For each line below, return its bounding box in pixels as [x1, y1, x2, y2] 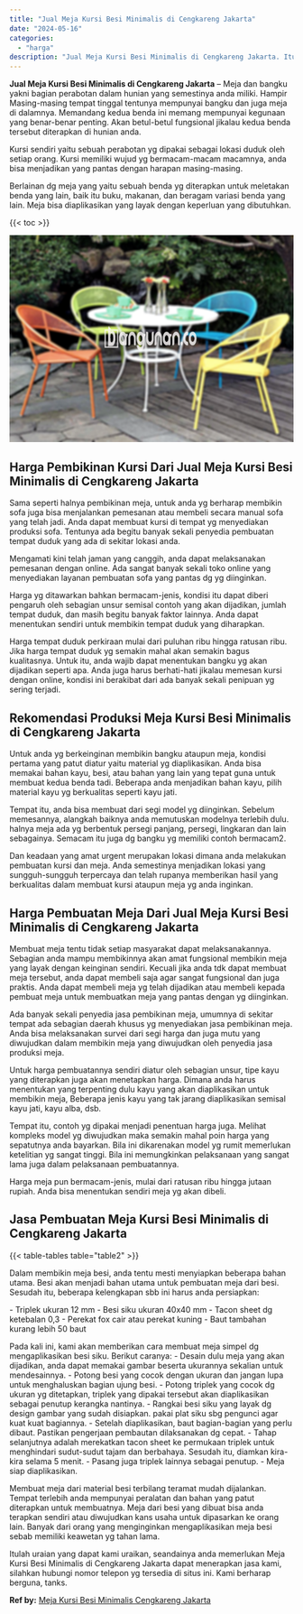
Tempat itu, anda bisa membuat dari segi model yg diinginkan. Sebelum [9, 804, 275, 816]
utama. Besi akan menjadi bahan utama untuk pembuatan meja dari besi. [9, 1277, 280, 1287]
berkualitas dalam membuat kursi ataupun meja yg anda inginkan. [9, 880, 254, 890]
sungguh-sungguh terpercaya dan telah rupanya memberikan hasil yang [9, 870, 279, 881]
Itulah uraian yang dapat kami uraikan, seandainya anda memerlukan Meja [9, 1548, 286, 1559]
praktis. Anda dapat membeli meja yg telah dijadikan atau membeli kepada [9, 982, 286, 992]
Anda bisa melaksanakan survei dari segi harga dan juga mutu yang [9, 1028, 261, 1039]
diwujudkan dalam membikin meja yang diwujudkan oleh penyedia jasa [9, 1038, 273, 1048]
